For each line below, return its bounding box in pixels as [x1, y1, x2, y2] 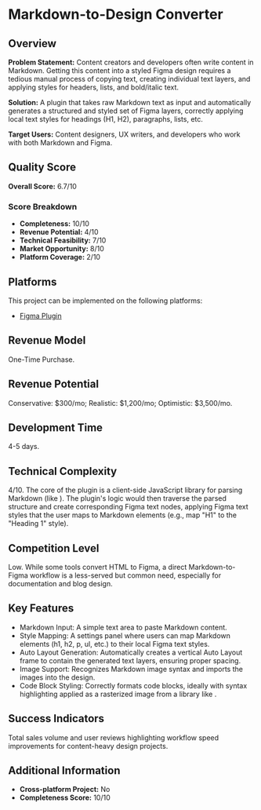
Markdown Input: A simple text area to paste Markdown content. [19, 622, 227, 632]
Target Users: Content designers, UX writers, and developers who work [8, 130, 241, 139]
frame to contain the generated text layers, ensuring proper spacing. [19, 655, 241, 665]
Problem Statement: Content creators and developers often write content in [8, 57, 254, 67]
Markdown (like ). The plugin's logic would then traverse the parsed [8, 494, 227, 503]
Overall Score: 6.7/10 [8, 181, 77, 191]
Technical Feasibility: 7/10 [19, 235, 107, 245]
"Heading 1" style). [8, 519, 69, 528]
